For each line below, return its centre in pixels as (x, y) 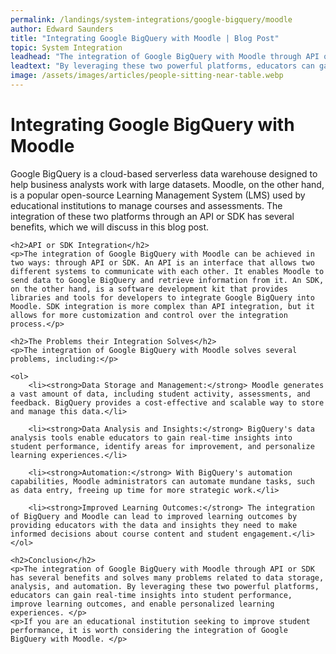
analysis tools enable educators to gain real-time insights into (151, 437)
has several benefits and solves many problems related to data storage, (167, 577)
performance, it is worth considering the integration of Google (149, 630)
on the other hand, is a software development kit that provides (149, 289)
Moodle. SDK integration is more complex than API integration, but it (162, 306)
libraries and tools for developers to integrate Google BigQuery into (162, 297)
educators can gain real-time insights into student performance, (151, 595)
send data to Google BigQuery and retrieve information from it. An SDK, (167, 280)
